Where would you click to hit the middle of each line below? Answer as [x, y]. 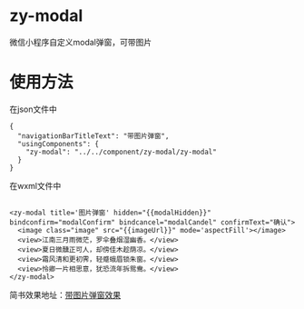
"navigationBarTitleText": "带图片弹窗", [93, 136]
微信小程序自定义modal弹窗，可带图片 [81, 42]
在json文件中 [33, 109]
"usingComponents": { [59, 144]
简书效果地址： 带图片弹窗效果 [65, 294]
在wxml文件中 [35, 185]
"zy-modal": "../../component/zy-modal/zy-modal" [122, 152]
